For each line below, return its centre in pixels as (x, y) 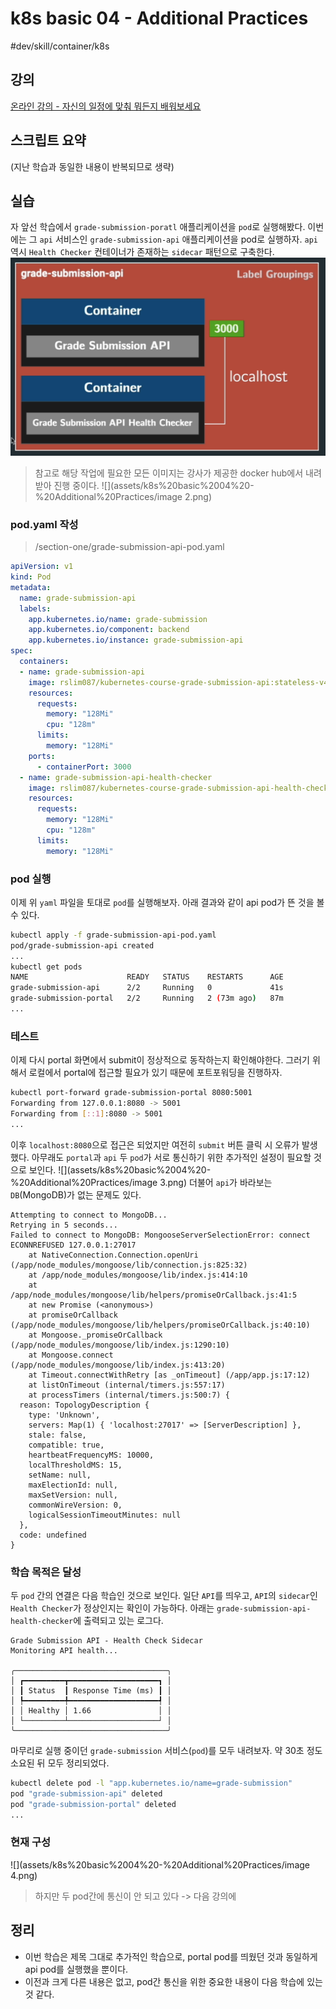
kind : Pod (31, 577)
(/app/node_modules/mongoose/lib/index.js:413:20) (118, 1365)
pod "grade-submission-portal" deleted (93, 1804)
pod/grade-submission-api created (82, 945)
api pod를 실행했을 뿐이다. (76, 1969)
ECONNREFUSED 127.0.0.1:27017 (73, 1245)
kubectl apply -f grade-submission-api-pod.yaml (113, 935)
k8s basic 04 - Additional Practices (159, 18)
